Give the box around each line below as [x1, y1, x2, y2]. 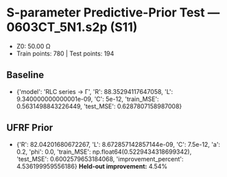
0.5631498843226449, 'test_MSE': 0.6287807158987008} [16, 102, 182, 110]
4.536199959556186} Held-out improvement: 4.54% [16, 162, 168, 170]
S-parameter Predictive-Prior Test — [6, 5, 220, 21]
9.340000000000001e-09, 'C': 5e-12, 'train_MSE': [16, 95, 159, 103]
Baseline [6, 69, 45, 81]
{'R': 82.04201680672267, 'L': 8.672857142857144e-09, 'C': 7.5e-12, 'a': [16, 140, 221, 148]
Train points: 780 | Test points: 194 [16, 49, 115, 58]
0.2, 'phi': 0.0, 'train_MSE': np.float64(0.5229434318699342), [16, 147, 192, 156]
